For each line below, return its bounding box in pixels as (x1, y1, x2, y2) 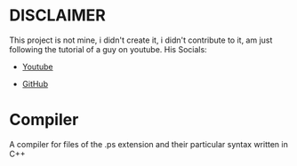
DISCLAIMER (9, 5, 107, 26)
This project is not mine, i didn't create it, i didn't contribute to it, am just (9, 35, 273, 45)
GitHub (21, 78, 49, 89)
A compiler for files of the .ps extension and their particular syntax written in (9, 138, 289, 149)
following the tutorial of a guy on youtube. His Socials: (9, 43, 207, 54)
